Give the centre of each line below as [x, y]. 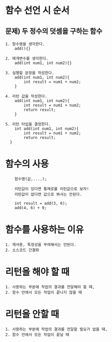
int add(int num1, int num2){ [47, 129]
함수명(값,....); [31, 179]
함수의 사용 [27, 164]
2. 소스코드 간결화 [22, 250]
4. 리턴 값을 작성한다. [26, 96]
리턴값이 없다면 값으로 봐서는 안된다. [48, 194]
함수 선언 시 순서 [38, 11]
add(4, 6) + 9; [31, 208]
